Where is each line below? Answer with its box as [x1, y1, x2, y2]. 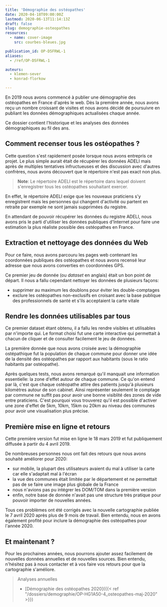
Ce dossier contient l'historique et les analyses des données [5, 120, 129, 126]
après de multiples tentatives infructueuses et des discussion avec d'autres [5, 163, 161, 169]
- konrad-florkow [9, 76, 46, 81]
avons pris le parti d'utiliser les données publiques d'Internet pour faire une [5, 219, 160, 225]
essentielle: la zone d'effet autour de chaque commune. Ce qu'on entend [5, 376, 156, 382]
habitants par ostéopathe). [5, 361, 60, 367]
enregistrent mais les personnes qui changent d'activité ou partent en [5, 198, 149, 204]
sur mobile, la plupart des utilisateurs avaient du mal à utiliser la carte [12, 465, 155, 471]
